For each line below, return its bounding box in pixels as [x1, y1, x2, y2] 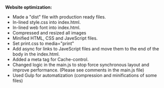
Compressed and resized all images [12, 30, 86, 35]
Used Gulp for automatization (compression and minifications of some [12, 72, 157, 78]
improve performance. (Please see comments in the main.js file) [12, 67, 144, 73]
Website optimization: [5, 4, 52, 10]
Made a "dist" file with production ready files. [12, 14, 106, 19]
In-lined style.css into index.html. [12, 19, 81, 25]
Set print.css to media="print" [12, 40, 74, 46]
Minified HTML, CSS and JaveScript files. [12, 35, 98, 41]
